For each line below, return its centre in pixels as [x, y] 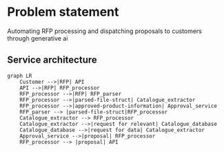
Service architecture [52, 60]
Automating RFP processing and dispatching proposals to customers [104, 31]
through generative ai [38, 38]
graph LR [20, 76]
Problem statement [63, 12]
